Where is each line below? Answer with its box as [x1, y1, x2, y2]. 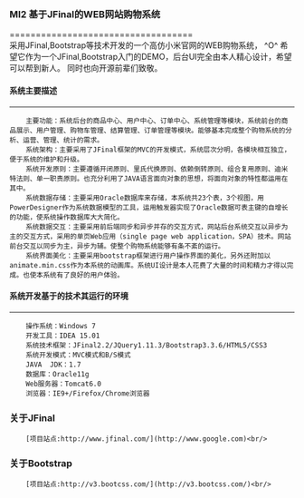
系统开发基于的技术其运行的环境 [9, 290, 128, 301]
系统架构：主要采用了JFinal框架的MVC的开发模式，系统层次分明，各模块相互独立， [25, 145, 291, 154]
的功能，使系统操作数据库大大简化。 [9, 212, 125, 221]
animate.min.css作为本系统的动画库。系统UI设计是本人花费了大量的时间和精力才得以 [9, 260, 288, 269]
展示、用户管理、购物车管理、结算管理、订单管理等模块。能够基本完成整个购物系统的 [15, 125, 286, 135]
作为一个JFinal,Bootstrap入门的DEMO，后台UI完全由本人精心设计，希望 [24, 52, 292, 63]
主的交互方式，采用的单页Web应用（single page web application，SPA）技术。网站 [9, 231, 291, 241]
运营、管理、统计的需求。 [22, 135, 104, 144]
